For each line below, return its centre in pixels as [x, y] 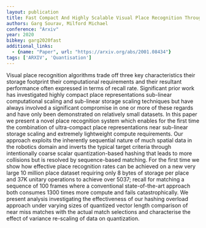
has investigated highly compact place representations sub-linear [89, 94]
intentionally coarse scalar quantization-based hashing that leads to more [99, 153]
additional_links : [30, 47]
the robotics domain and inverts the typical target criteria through [89, 146]
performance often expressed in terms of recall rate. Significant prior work [101, 88]
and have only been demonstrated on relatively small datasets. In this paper [102, 114]
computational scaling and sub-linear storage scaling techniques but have [100, 101]
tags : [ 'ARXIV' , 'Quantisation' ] [49, 58]
